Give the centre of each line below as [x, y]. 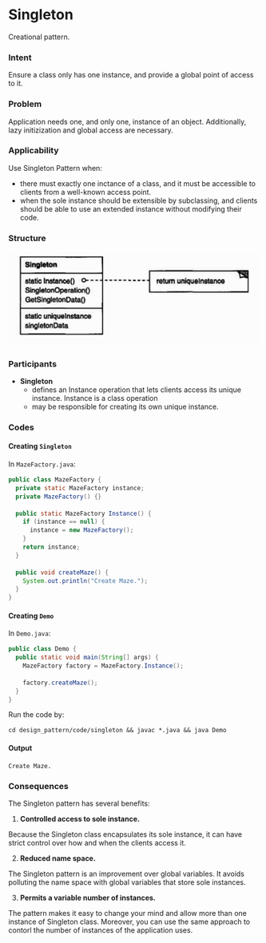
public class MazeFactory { [55, 480]
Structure [27, 238]
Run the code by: [36, 715]
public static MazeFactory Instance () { [83, 513]
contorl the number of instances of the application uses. [101, 930]
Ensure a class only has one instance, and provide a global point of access [131, 75]
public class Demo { [43, 649]
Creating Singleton [40, 446]
